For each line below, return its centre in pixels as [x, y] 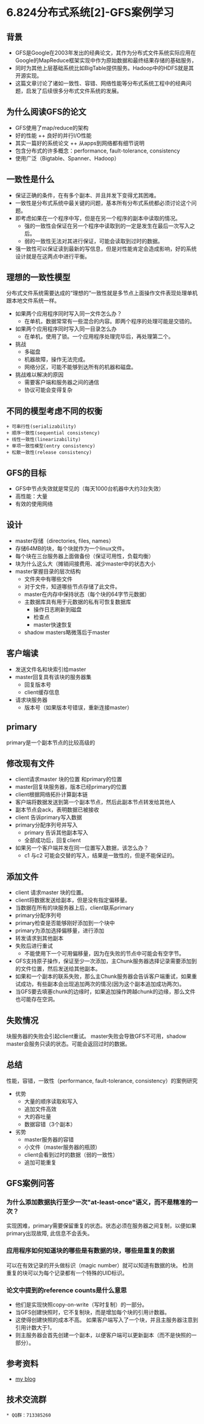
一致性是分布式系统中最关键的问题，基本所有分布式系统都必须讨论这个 [103, 203]
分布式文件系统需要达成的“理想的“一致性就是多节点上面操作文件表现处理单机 [102, 293]
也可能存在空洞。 [37, 999]
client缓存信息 [42, 692]
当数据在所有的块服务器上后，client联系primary [74, 908]
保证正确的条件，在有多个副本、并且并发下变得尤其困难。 [87, 195]
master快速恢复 [53, 624]
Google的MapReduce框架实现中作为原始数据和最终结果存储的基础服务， [106, 60]
